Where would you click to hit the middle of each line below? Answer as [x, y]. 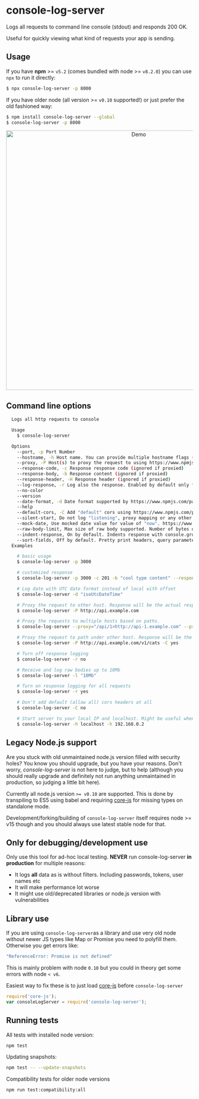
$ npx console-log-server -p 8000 [49, 88]
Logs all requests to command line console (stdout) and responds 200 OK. [97, 27]
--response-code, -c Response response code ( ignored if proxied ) [100, 468]
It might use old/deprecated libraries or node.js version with [88, 894]
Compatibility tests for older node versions [58, 1079]
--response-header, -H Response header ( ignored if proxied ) [94, 479]
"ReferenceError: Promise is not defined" [59, 957]
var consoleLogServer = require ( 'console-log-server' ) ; [76, 1002]
